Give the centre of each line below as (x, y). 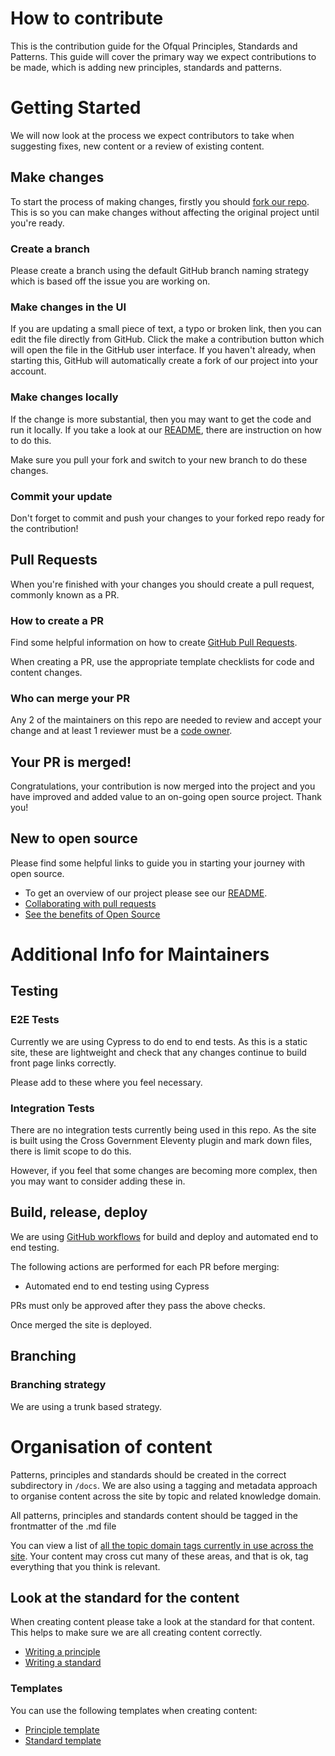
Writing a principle (62, 1652)
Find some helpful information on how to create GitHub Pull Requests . (154, 642)
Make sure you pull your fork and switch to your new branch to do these (159, 459)
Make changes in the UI (68, 307)
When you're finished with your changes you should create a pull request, (162, 584)
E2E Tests (35, 1020)
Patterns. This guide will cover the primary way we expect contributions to (163, 56)
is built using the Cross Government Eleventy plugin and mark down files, (161, 1141)
